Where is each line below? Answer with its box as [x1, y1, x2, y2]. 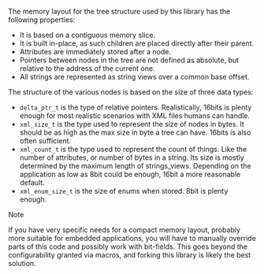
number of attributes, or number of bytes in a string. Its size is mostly [19, 153, 244, 162]
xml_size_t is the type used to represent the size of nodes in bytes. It [19, 120, 244, 128]
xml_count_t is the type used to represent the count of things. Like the [19, 145, 247, 154]
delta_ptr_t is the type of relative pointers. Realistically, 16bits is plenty [19, 102, 252, 112]
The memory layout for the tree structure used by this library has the [8, 7, 231, 16]
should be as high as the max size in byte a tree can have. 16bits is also [19, 128, 251, 137]
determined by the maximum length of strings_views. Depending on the [19, 161, 251, 170]
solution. [8, 259, 37, 268]
